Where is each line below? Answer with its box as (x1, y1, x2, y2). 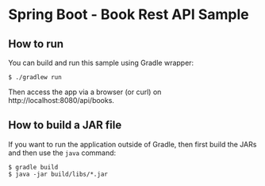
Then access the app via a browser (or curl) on (8, 87, 162, 97)
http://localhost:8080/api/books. (8, 96, 115, 104)
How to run (8, 37, 64, 51)
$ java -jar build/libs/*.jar (8, 170, 109, 178)
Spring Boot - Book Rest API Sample (8, 6, 249, 24)
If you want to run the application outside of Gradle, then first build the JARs (8, 139, 257, 149)
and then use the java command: (8, 148, 117, 158)
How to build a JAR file (8, 119, 122, 132)
